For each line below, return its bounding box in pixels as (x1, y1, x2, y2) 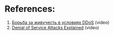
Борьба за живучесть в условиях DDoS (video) (11, 19, 110, 25)
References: (4, 3, 55, 15)
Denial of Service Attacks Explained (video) (11, 24, 99, 30)
